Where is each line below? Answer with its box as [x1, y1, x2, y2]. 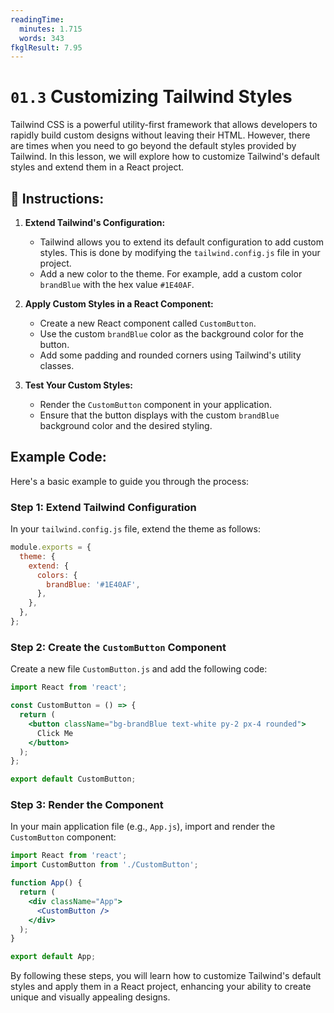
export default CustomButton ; [10, 774, 137, 785]
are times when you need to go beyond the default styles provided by [10, 140, 297, 152]
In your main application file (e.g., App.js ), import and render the [10, 821, 276, 833]
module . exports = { [10, 542, 92, 553]
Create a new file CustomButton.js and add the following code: [10, 663, 268, 675]
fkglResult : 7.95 [10, 42, 83, 53]
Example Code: [10, 449, 107, 466]
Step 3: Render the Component [10, 798, 164, 812]
